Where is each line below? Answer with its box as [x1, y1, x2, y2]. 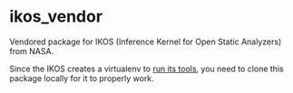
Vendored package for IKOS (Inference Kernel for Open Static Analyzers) [9, 36, 282, 47]
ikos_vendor [9, 6, 103, 27]
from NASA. [9, 45, 54, 56]
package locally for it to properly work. [9, 72, 154, 83]
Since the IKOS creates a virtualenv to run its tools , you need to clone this [9, 63, 284, 74]
